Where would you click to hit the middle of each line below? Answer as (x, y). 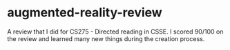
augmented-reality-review (85, 13)
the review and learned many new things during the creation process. (106, 38)
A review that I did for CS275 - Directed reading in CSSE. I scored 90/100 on (115, 32)
